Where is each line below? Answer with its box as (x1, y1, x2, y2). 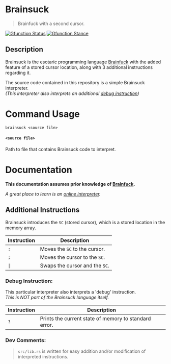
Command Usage (5, 108, 80, 119)
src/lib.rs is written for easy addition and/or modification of (17, 348, 146, 354)
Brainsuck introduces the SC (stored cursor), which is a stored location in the (5, 219, 165, 225)
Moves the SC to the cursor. (40, 245, 105, 252)
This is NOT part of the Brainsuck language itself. (5, 294, 109, 300)
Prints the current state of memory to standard (40, 315, 151, 322)
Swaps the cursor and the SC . (40, 262, 109, 269)
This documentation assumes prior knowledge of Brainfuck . (5, 181, 135, 187)
